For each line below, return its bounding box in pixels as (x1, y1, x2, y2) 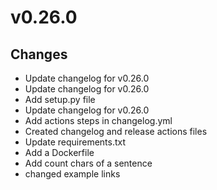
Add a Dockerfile (24, 147, 95, 158)
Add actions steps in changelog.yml (24, 115, 173, 126)
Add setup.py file (24, 94, 96, 105)
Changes (10, 46, 68, 63)
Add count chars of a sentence (24, 157, 153, 169)
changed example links (24, 168, 121, 180)
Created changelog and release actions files (24, 126, 208, 137)
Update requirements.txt (24, 136, 127, 148)
